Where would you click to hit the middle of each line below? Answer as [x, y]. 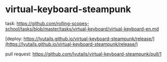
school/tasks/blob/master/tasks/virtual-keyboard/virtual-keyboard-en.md [82, 28]
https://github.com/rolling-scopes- [53, 23]
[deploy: [14, 39]
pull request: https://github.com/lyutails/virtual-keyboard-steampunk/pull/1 [83, 54]
